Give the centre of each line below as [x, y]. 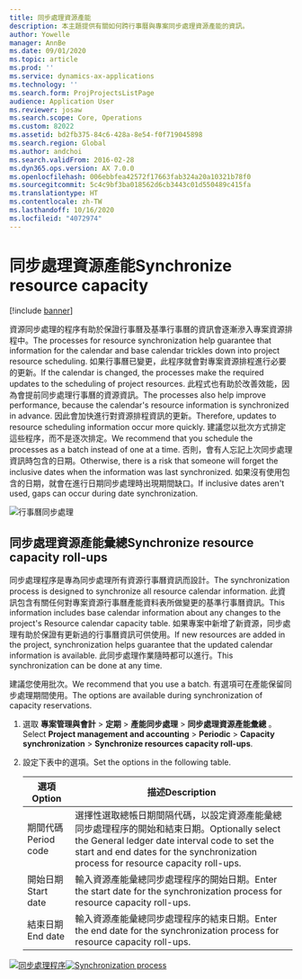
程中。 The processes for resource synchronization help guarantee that [141, 340]
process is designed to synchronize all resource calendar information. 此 [144, 591]
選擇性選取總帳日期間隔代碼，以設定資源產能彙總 [178, 815]
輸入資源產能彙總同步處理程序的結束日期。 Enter [176, 919]
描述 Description [182, 793]
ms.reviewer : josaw [46, 110]
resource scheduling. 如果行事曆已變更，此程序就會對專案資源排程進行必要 [148, 361]
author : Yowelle [40, 34]
